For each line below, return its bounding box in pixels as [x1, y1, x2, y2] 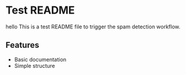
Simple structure [14, 62, 55, 69]
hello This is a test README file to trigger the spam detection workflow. [5, 23, 181, 30]
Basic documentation [14, 56, 67, 63]
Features [5, 40, 39, 50]
